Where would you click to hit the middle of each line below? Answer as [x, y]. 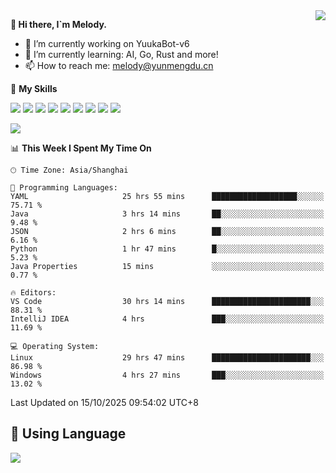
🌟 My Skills [34, 88]
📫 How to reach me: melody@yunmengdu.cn [119, 65]
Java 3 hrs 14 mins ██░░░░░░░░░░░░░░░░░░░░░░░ [167, 214]
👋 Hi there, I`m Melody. [58, 24]
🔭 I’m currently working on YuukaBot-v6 [107, 43]
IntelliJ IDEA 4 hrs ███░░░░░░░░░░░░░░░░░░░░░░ [167, 319]
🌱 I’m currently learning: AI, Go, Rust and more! [121, 54]
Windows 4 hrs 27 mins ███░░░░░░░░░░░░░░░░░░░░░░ [167, 375]
